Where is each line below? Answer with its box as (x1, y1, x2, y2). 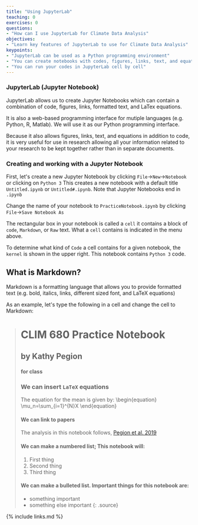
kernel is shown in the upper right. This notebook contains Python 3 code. (6, 250, 186, 257)
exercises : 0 (6, 20, 38, 25)
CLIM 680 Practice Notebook (20, 328, 166, 341)
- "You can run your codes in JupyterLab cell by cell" (6, 63, 146, 70)
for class (20, 368, 43, 375)
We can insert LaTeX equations (20, 382, 109, 391)
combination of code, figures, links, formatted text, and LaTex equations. (6, 103, 183, 110)
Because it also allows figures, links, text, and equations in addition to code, (6, 132, 190, 139)
